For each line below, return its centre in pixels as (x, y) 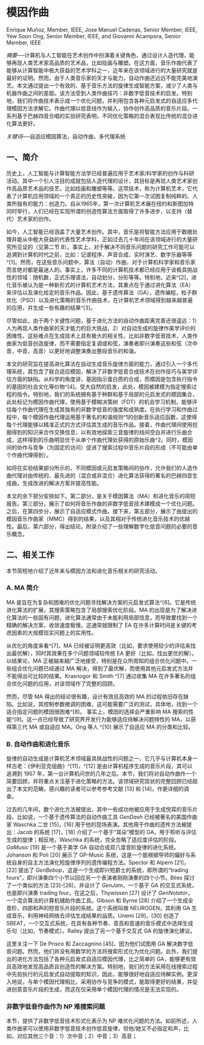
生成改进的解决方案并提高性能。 (62, 483)
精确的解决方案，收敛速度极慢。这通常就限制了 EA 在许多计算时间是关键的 (99, 625)
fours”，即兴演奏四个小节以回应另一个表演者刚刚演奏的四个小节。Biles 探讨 (100, 878)
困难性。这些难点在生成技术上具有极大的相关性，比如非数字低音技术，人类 (99, 335)
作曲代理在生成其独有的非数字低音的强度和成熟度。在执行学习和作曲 (107, 409)
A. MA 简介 (23, 588)
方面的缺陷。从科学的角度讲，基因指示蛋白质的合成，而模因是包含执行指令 (104, 379)
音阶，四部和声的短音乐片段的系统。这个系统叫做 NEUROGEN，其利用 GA (98, 908)
